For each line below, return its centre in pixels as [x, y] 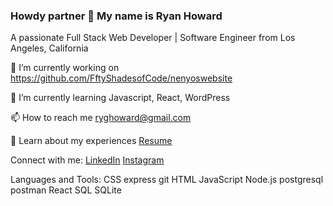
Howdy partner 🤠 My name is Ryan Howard [116, 16]
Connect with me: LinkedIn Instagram [87, 160]
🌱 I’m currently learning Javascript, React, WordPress [120, 98]
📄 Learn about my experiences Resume [91, 141]
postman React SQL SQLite [66, 190]
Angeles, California [49, 48]
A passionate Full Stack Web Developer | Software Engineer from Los [153, 38]
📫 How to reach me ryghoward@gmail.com [101, 118]
